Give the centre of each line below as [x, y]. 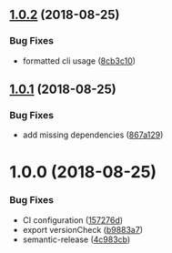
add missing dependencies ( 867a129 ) [93, 135]
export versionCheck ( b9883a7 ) [83, 229]
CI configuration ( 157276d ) [73, 220]
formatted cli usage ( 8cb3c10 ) [79, 61]
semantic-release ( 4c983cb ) [76, 239]
